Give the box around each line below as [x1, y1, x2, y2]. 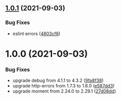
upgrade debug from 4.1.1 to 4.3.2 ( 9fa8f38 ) [12, 77, 104, 83]
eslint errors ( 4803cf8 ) [12, 30, 61, 37]
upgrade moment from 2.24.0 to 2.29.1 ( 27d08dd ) [12, 88, 116, 94]
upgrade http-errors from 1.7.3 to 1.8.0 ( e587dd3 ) [12, 83, 115, 89]
